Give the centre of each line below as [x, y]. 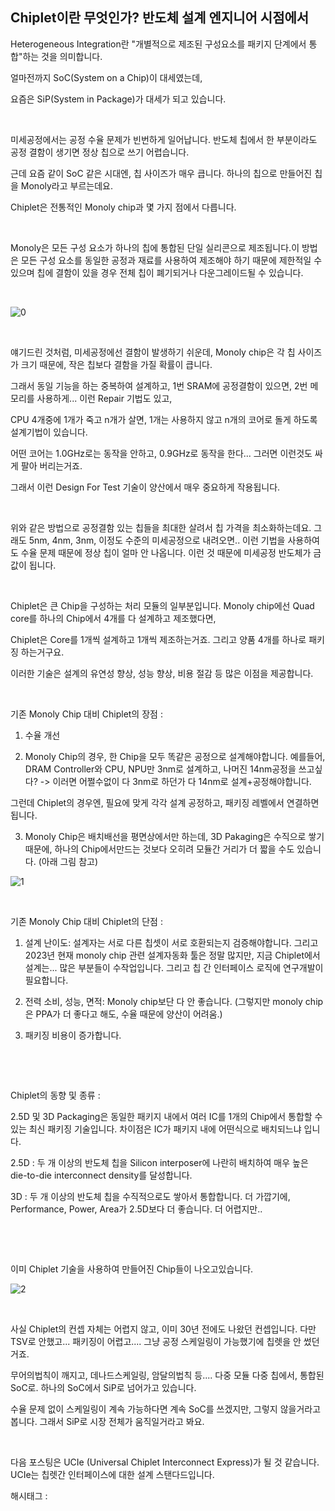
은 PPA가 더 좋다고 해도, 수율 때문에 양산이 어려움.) [123, 1014]
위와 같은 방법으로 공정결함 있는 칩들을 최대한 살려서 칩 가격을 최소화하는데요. [161, 527]
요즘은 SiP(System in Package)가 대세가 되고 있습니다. [118, 99]
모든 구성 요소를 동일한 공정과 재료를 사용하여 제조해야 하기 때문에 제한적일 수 [171, 260]
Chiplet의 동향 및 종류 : [55, 1095]
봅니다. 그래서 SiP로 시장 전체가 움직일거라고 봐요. [107, 1421]
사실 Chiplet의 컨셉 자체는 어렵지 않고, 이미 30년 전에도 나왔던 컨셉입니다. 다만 [163, 1329]
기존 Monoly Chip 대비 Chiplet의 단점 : [86, 921]
